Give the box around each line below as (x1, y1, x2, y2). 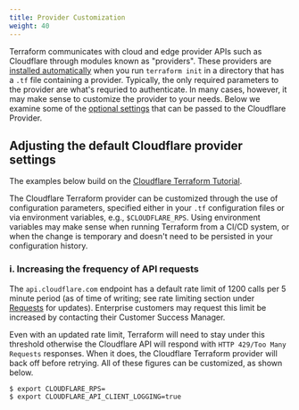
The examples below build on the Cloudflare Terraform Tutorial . (9, 176, 243, 187)
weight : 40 (9, 21, 50, 30)
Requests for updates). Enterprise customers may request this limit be (9, 302, 267, 313)
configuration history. (9, 240, 88, 251)
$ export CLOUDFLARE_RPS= (9, 384, 105, 393)
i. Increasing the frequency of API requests (9, 263, 199, 275)
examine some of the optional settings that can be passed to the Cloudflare (9, 103, 287, 113)
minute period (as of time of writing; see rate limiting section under (9, 292, 255, 304)
